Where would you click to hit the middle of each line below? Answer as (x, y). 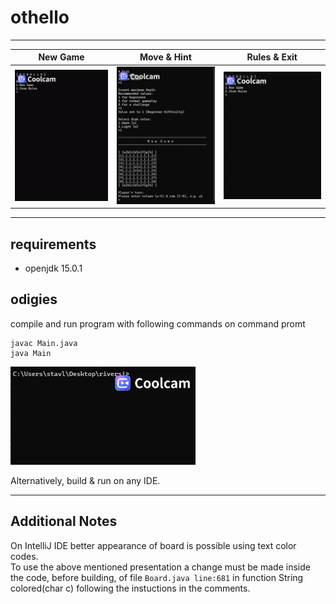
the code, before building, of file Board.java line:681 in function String (157, 577)
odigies (34, 299)
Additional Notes (64, 521)
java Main (31, 353)
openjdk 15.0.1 (53, 268)
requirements (53, 244)
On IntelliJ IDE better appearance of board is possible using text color (153, 545)
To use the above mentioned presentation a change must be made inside (160, 567)
